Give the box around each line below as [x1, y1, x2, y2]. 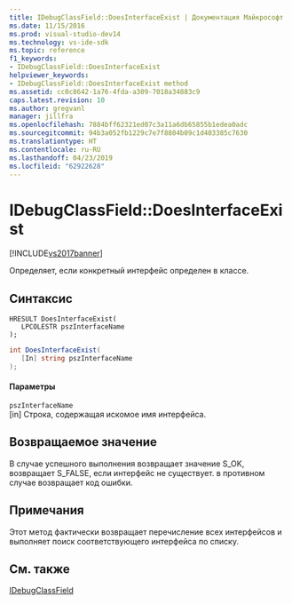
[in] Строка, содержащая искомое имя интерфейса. [9, 409, 207, 419]
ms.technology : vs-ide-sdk [9, 37, 109, 47]
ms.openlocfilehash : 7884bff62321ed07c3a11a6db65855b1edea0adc [9, 121, 249, 130]
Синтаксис [9, 290, 73, 306]
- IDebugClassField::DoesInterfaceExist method [9, 79, 189, 88]
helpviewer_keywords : [9, 71, 90, 80]
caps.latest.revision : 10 [9, 95, 105, 105]
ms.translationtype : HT [9, 137, 98, 146]
